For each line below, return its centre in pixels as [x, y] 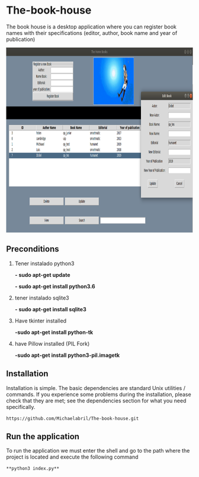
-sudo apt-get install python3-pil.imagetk [67, 355]
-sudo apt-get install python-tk [54, 332]
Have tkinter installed [41, 321]
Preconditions [33, 249]
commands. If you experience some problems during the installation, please [99, 394]
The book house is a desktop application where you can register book [91, 27]
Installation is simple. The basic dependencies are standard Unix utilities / [96, 388]
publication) [21, 39]
